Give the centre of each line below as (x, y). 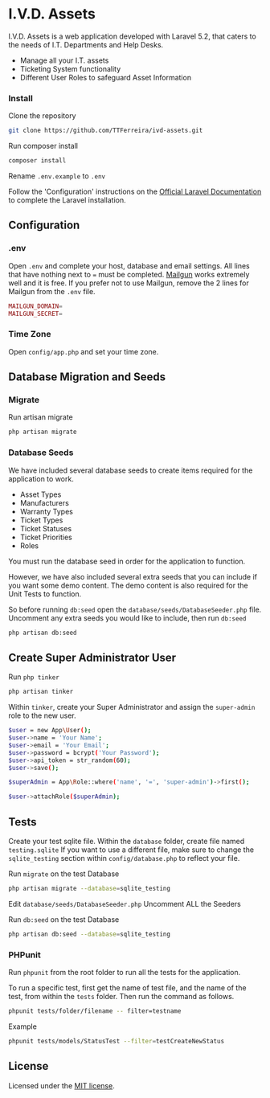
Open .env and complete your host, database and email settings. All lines (129, 265)
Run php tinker (34, 677)
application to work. (41, 478)
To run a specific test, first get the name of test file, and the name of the (127, 988)
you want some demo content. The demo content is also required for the (128, 585)
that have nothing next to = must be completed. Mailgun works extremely (129, 274)
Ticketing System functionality (70, 68)
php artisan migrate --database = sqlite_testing (90, 888)
